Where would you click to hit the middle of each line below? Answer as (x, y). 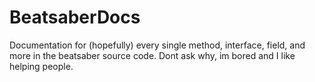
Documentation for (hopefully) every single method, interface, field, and (157, 45)
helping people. (41, 66)
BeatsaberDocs (75, 17)
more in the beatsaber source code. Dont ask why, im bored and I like (152, 55)
